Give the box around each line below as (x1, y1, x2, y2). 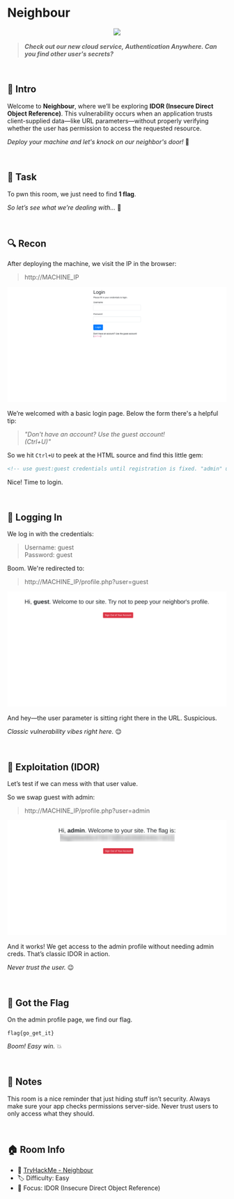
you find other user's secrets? (24, 49, 114, 58)
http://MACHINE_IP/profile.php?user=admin (24, 806, 150, 815)
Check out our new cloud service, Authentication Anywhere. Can (24, 42, 217, 50)
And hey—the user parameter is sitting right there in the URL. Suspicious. (7, 714, 217, 722)
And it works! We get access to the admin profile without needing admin (7, 942, 214, 951)
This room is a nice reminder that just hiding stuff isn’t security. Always (7, 1095, 210, 1103)
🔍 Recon (7, 237, 47, 249)
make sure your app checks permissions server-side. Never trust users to (7, 1102, 219, 1110)
